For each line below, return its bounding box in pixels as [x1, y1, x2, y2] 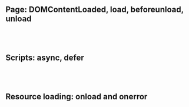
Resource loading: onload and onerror [5, 92, 148, 102]
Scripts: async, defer [5, 53, 85, 63]
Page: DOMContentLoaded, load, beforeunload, [5, 5, 184, 15]
